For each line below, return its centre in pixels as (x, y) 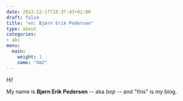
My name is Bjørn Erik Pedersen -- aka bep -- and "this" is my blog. (92, 91)
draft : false (23, 18)
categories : (21, 34)
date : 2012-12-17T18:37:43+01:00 (49, 12)
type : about (21, 29)
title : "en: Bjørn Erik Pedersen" (50, 23)
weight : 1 (30, 57)
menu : (13, 46)
